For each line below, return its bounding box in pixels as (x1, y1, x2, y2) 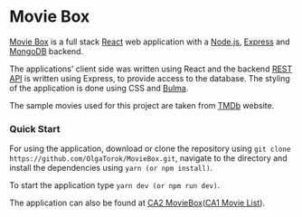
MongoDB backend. (9, 45, 84, 56)
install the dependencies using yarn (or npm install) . (9, 163, 213, 174)
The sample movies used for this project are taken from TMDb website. (9, 99, 275, 110)
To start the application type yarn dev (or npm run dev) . (9, 180, 220, 191)
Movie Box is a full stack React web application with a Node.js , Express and (9, 36, 291, 47)
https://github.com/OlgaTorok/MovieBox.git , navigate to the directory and (9, 153, 288, 164)
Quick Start (9, 122, 61, 135)
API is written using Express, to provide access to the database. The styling (9, 72, 291, 83)
